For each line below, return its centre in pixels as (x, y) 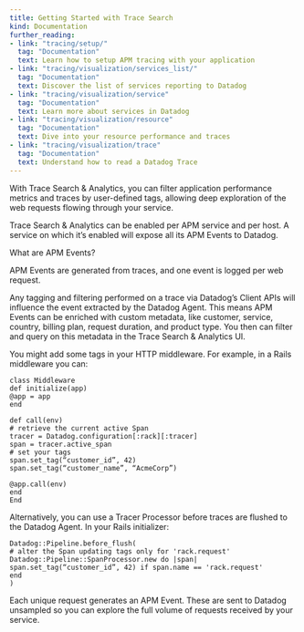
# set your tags (40, 452)
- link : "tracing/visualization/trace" (85, 145)
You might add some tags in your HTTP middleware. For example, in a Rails (151, 354)
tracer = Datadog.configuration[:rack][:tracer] (104, 436)
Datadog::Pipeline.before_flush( (73, 544)
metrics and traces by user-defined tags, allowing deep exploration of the (148, 198)
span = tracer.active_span (61, 444)
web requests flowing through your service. (91, 207)
